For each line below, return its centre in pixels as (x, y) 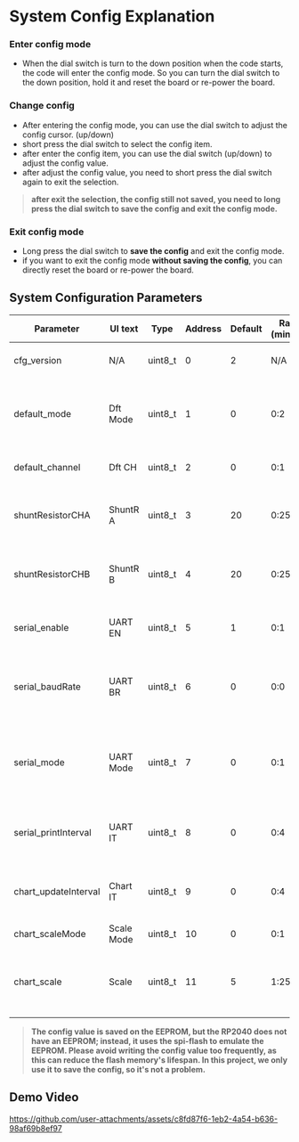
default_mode (43, 413)
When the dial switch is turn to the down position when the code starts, (153, 63)
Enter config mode (50, 45)
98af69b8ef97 (36, 1128)
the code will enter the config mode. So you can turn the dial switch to (151, 73)
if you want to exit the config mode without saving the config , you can (152, 261)
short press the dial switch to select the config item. (117, 143)
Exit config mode (47, 232)
